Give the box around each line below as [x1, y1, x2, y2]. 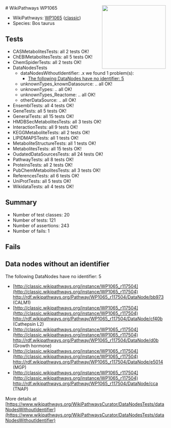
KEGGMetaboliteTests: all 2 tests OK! [12, 129, 90, 135]
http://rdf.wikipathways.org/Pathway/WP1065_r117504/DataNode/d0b [12, 337, 159, 343]
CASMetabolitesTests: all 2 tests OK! [12, 48, 89, 54]
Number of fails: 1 [12, 228, 50, 234]
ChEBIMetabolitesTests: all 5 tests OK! [12, 53, 93, 60]
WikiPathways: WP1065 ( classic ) [12, 15, 81, 21]
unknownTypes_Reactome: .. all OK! [20, 91, 96, 98]
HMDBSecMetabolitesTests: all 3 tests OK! [12, 118, 102, 125]
